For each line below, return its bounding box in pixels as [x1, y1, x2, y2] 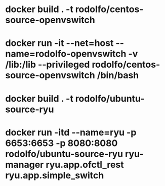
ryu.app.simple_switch [5, 169, 104, 181]
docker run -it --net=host [5, 37, 114, 49]
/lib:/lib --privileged [5, 59, 90, 70]
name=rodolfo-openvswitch [5, 48, 127, 60]
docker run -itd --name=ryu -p [5, 126, 137, 138]
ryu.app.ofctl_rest [45, 159, 124, 170]
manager [5, 159, 44, 170]
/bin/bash [97, 70, 139, 81]
